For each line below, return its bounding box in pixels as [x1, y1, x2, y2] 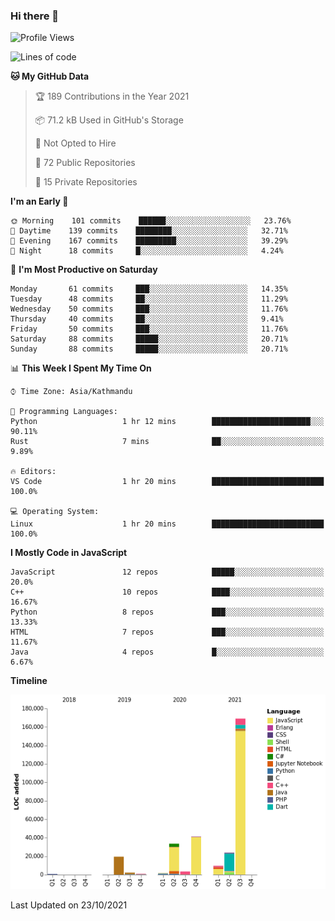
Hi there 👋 [10, 9, 60, 23]
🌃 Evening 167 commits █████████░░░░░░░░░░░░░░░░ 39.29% [10, 236, 288, 246]
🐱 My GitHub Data [10, 70, 90, 83]
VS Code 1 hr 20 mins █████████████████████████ [10, 477, 325, 487]
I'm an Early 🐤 [10, 195, 69, 208]
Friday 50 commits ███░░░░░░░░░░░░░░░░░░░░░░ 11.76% [10, 324, 288, 334]
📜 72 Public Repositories [34, 157, 136, 169]
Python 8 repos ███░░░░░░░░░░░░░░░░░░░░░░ [10, 607, 325, 618]
